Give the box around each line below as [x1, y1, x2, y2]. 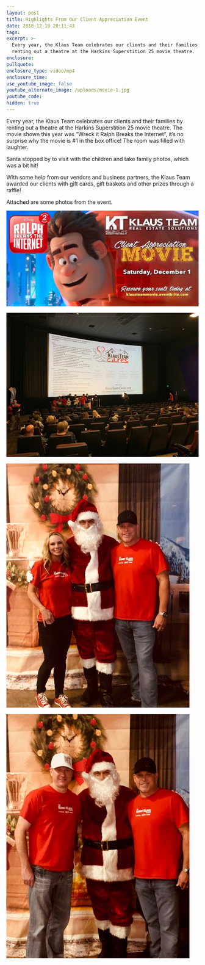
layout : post [6, 10, 40, 16]
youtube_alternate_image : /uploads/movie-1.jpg [6, 87, 130, 93]
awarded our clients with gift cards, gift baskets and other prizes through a [6, 180, 194, 187]
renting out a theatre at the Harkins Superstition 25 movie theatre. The [6, 124, 183, 131]
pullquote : [6, 61, 34, 67]
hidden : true [6, 100, 40, 106]
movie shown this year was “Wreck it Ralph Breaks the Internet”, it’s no [6, 130, 184, 137]
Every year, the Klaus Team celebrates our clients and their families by [6, 117, 183, 125]
